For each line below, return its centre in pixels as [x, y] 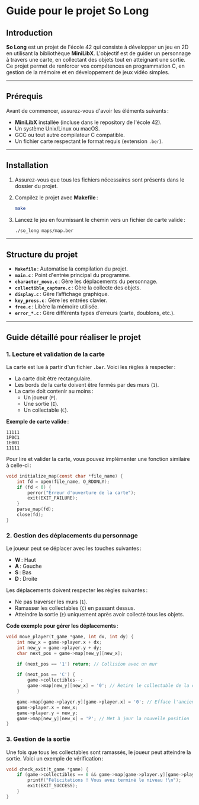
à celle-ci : [19, 465]
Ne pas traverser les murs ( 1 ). [51, 602]
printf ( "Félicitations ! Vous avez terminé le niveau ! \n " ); [105, 780]
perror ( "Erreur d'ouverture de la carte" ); [82, 493]
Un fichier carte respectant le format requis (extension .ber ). [89, 141]
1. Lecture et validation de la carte [56, 354]
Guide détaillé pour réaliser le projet [73, 337]
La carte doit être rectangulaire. [53, 378]
